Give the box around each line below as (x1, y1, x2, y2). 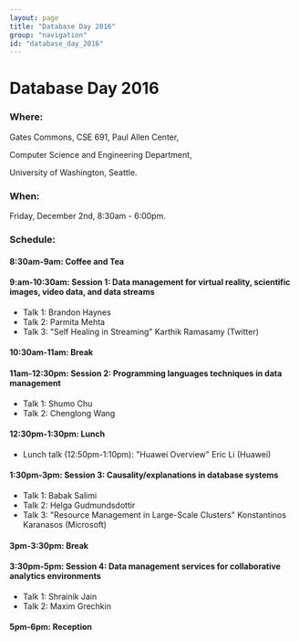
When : (9, 189, 40, 202)
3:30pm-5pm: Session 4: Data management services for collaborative (9, 561, 281, 572)
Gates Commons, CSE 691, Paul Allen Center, (9, 131, 180, 142)
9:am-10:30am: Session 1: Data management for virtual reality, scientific (9, 277, 291, 288)
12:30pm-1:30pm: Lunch (9, 428, 106, 439)
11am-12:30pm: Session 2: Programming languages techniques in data (9, 367, 283, 379)
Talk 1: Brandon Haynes (22, 307, 111, 318)
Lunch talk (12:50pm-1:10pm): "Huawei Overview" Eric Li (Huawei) (22, 448, 272, 459)
